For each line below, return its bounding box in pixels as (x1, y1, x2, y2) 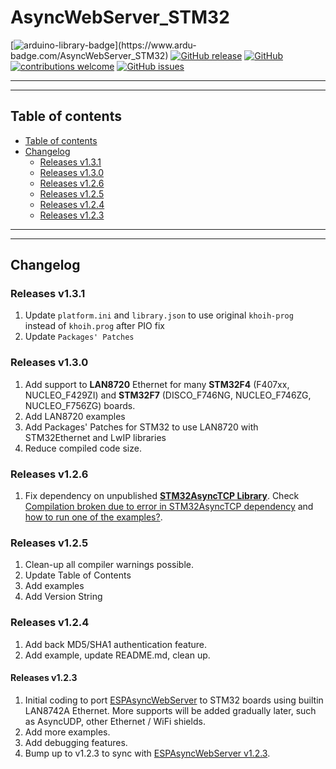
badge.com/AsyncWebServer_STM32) (10, 49, 169, 61)
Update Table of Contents (24, 569, 132, 581)
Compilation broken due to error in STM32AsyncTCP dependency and (24, 501, 314, 513)
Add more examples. (24, 726, 111, 738)
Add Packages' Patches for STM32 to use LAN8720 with (24, 421, 259, 433)
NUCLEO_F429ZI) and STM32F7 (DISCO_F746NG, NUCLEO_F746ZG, (24, 389, 312, 401)
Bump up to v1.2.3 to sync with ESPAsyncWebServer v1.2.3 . (24, 747, 271, 759)
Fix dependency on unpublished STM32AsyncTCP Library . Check (24, 490, 300, 502)
